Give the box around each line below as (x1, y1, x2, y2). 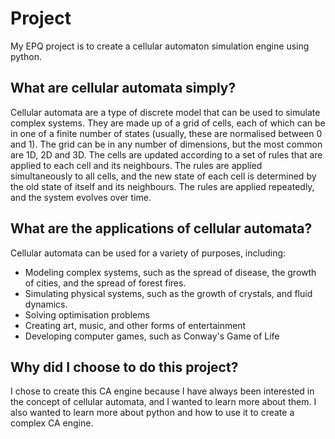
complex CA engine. (10, 417, 94, 429)
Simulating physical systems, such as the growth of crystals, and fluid (24, 287, 313, 299)
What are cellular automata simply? (10, 80, 237, 97)
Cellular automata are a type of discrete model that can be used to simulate (10, 106, 321, 118)
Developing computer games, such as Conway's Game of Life (24, 330, 280, 342)
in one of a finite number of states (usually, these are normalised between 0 (10, 127, 323, 139)
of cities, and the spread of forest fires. (24, 277, 187, 289)
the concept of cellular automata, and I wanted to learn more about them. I (10, 396, 317, 408)
